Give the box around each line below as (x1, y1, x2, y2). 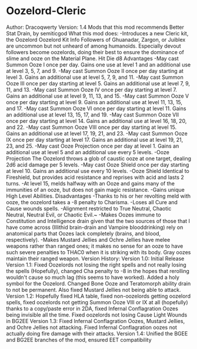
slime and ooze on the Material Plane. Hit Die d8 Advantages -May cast (6, 55, 179, 62)
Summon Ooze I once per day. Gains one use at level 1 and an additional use (6, 61, 191, 68)
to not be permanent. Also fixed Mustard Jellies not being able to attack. (6, 286, 181, 293)
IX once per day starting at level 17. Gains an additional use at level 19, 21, (6, 136, 183, 143)
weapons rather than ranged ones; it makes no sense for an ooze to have (6, 242, 183, 250)
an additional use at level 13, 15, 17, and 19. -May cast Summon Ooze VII (6, 111, 179, 118)
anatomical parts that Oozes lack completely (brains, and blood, (6, 230, 161, 237)
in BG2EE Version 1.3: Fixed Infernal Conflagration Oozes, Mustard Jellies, (6, 317, 185, 324)
